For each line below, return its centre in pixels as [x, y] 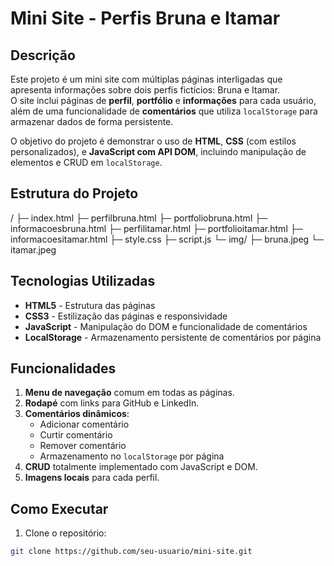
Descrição [43, 55]
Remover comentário [83, 446]
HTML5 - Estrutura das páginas [90, 305]
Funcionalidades [63, 368]
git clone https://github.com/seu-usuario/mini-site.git [131, 552]
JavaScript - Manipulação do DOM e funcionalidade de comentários [166, 326]
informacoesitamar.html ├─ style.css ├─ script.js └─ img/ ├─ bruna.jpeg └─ [167, 239]
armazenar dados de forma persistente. [92, 121]
